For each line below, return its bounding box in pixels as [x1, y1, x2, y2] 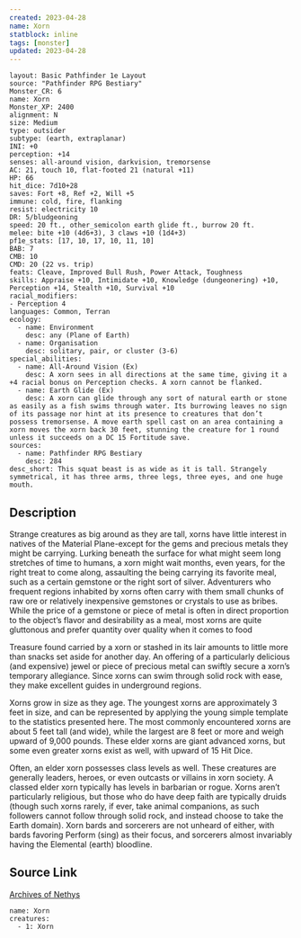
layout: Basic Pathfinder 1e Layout [9, 71, 146, 81]
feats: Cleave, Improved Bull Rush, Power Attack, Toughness [9, 268, 243, 277]
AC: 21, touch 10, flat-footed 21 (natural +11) [9, 165, 195, 175]
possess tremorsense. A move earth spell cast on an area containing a [9, 417, 283, 427]
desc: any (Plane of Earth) [25, 331, 130, 340]
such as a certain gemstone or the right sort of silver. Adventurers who [9, 576, 271, 587]
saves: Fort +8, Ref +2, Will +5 [9, 190, 135, 199]
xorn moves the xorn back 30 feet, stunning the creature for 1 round [9, 425, 279, 434]
